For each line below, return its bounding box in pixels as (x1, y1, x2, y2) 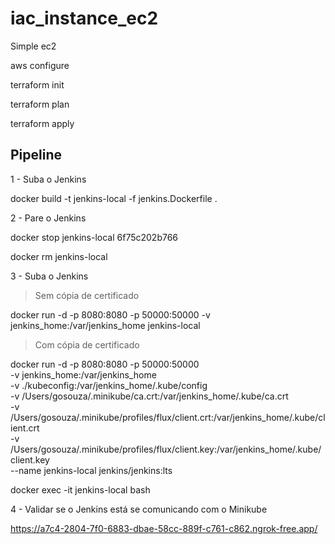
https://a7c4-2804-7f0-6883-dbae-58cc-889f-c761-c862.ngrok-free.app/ (10, 522, 318, 534)
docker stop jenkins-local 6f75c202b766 (10, 231, 179, 243)
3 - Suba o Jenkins (10, 270, 89, 282)
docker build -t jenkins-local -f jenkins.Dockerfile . (10, 192, 218, 204)
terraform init (10, 78, 65, 91)
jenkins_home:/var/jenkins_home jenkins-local (10, 319, 201, 331)
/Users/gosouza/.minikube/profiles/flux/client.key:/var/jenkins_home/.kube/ (10, 443, 322, 455)
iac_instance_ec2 (10, 7, 159, 30)
